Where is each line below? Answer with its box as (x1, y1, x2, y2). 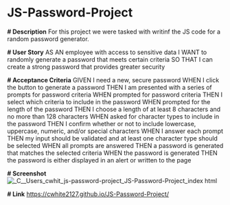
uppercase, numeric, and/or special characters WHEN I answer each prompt (7, 127, 224, 135)
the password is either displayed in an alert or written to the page (7, 156, 192, 164)
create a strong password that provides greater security (7, 62, 165, 71)
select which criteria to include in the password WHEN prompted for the (7, 97, 211, 106)
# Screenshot (7, 169, 47, 178)
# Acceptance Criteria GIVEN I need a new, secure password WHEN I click (7, 75, 220, 84)
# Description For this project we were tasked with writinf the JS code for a (7, 27, 221, 36)
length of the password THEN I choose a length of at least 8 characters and (7, 105, 221, 113)
